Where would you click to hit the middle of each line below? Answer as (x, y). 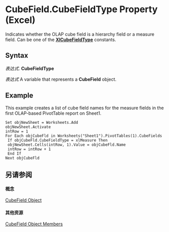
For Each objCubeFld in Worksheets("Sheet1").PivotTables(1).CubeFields (84, 136)
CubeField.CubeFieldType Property (81, 9)
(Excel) (20, 20)
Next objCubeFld (22, 158)
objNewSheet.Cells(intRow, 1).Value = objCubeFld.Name (66, 145)
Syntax (17, 56)
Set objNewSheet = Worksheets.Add (42, 122)
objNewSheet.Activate (28, 127)
